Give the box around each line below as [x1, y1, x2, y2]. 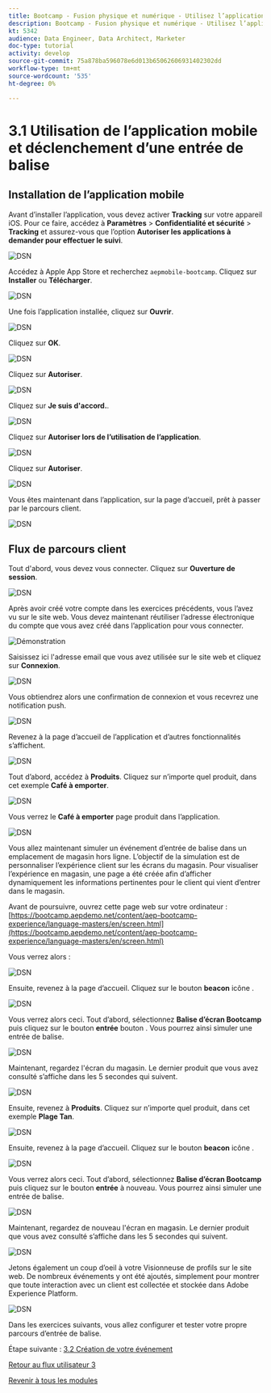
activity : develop [8, 49, 70, 57]
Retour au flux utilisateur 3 [8, 1360, 96, 1370]
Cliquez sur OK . [8, 337, 61, 348]
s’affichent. [8, 741, 46, 751]
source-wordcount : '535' [8, 72, 92, 80]
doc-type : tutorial [8, 42, 74, 50]
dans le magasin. [8, 887, 65, 896]
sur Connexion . [8, 661, 60, 671]
